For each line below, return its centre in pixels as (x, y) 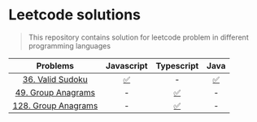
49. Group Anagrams (55, 92)
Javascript (126, 65)
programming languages (70, 45)
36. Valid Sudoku (55, 79)
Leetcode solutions (74, 15)
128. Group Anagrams (55, 105)
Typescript (177, 65)
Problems (55, 65)
